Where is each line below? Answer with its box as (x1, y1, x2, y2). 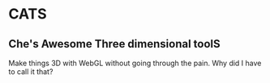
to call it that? (8, 67, 54, 77)
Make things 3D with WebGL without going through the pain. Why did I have (8, 58, 262, 68)
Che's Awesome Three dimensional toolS (8, 37, 221, 51)
